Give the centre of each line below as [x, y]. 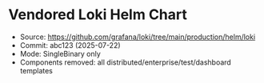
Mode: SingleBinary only [60, 53]
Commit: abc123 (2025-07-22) [70, 45]
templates [36, 70]
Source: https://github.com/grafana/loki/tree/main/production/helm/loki [138, 37]
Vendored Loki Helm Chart [98, 15]
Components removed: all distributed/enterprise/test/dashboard [126, 62]
